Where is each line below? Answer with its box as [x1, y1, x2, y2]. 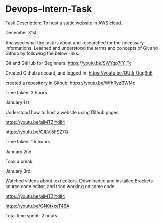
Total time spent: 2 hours [5, 212, 57, 218]
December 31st [5, 29, 37, 35]
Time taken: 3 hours [5, 89, 47, 95]
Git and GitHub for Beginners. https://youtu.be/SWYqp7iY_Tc [5, 60, 132, 66]
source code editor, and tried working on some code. [5, 183, 116, 189]
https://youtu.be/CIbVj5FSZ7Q [5, 129, 68, 135]
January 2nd [5, 148, 32, 155]
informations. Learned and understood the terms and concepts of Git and [5, 45, 158, 51]
